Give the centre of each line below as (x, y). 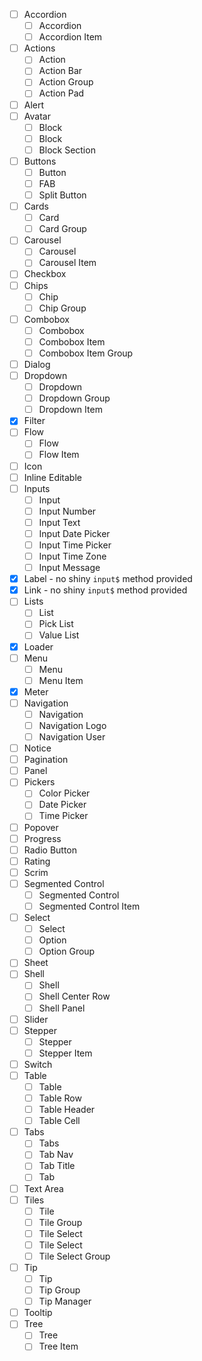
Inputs (37, 488)
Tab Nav (56, 1155)
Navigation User (72, 737)
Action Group (66, 82)
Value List (59, 635)
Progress (42, 838)
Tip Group (59, 1290)
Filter (34, 421)
